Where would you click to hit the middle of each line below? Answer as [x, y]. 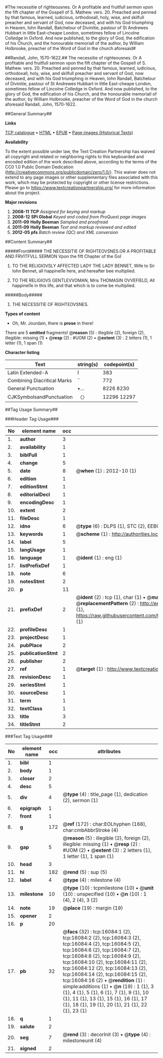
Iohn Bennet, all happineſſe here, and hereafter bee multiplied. [74, 271]
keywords [32, 534]
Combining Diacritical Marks [40, 380]
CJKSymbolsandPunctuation [40, 397]
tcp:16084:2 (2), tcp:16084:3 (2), [102, 938]
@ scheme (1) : [93, 534]
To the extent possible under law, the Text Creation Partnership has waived [80, 151]
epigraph [31, 808]
